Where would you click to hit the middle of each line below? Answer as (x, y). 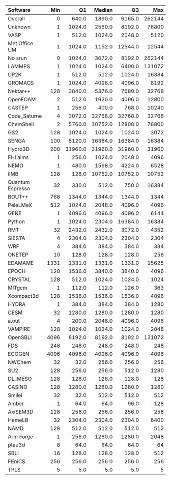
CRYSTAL (19, 279)
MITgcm (18, 288)
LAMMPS (19, 66)
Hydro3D (19, 149)
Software (19, 10)
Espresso (19, 189)
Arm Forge (20, 436)
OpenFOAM (22, 100)
